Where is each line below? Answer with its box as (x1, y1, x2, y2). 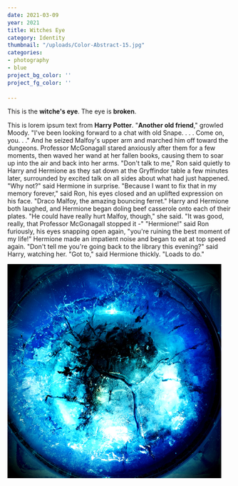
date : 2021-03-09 (7, 11, 59, 19)
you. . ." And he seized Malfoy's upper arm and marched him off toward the (7, 136, 229, 145)
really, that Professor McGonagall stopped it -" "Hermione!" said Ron (7, 220, 209, 228)
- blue (7, 64, 27, 71)
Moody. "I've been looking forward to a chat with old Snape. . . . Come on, (7, 128, 224, 137)
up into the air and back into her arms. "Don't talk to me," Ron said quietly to (7, 159, 231, 168)
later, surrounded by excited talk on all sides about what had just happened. (7, 174, 230, 183)
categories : (7, 49, 43, 56)
